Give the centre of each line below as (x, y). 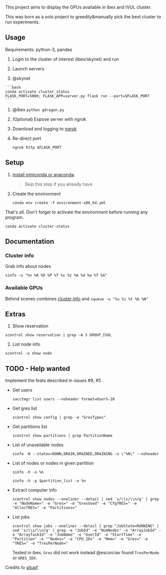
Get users (22, 390)
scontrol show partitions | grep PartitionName (62, 436)
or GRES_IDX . (25, 558)
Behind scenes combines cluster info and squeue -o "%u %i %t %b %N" (77, 299)
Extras (15, 314)
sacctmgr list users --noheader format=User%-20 (63, 399)
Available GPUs (24, 288)
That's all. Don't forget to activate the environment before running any (77, 212)
